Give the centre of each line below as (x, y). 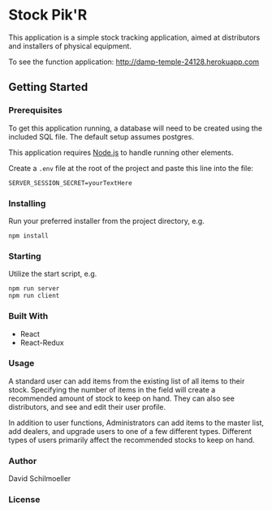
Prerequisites (35, 110)
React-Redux (42, 342)
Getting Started (48, 87)
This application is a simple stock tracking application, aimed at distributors (134, 37)
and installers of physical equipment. (70, 45)
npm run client (34, 296)
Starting (25, 255)
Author (23, 461)
